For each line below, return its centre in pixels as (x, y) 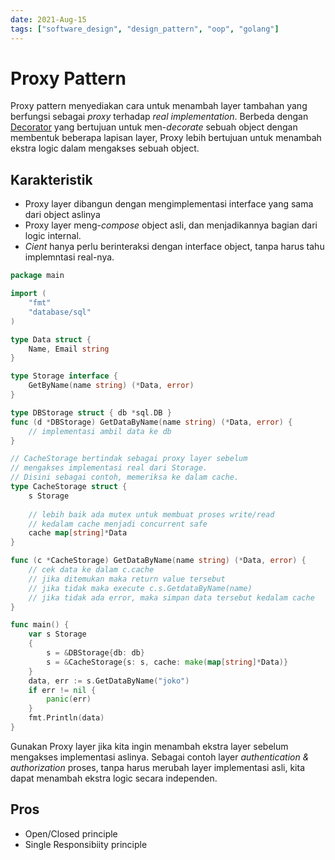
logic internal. (53, 236)
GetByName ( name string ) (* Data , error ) (111, 386)
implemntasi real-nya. (69, 257)
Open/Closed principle (71, 833)
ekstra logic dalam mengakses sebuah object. (105, 148)
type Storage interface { (64, 376)
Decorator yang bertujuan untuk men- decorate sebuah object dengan (154, 127)
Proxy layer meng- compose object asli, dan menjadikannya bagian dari (171, 225)
